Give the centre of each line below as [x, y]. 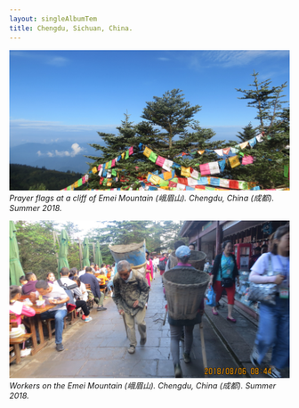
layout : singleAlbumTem [53, 19]
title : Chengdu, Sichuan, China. [71, 28]
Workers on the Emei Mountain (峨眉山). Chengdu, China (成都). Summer [143, 386]
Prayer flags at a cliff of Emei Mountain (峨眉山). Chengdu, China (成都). [141, 198]
